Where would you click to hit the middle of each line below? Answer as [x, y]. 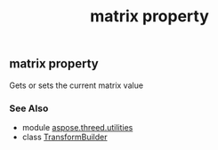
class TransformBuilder [65, 137]
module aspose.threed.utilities [77, 127]
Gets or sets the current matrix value [77, 85]
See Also [29, 108]
